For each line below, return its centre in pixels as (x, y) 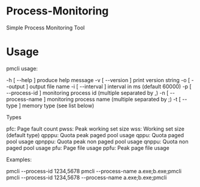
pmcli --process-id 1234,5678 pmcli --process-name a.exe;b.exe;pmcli (94, 171)
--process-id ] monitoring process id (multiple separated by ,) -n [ (87, 93)
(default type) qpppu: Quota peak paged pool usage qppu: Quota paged (95, 135)
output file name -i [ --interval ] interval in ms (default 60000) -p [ (110, 86)
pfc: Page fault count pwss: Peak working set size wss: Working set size (95, 129)
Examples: (19, 159)
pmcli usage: (22, 68)
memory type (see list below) (58, 105)
